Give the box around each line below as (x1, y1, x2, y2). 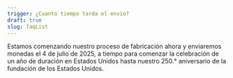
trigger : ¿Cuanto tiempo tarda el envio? (7, 10, 130, 17)
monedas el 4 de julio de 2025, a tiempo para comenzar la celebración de (7, 49, 220, 58)
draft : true (7, 17, 42, 24)
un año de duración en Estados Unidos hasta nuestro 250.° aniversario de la (7, 57, 227, 65)
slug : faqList (7, 23, 49, 30)
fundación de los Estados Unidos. (7, 64, 105, 73)
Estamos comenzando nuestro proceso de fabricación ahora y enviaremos (7, 42, 222, 51)
